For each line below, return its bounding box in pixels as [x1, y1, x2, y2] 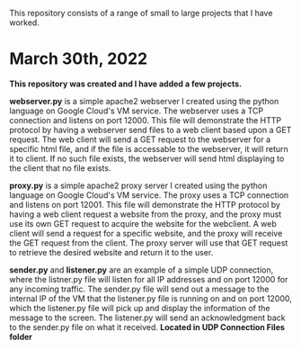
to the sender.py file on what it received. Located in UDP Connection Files [9, 321, 286, 332]
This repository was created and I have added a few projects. [9, 78, 243, 89]
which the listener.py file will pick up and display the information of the [9, 302, 270, 313]
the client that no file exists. [9, 162, 111, 174]
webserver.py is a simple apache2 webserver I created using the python [9, 95, 279, 106]
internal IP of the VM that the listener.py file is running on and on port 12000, [9, 292, 292, 304]
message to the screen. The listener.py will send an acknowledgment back [9, 312, 286, 323]
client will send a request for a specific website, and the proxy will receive [9, 228, 283, 238]
